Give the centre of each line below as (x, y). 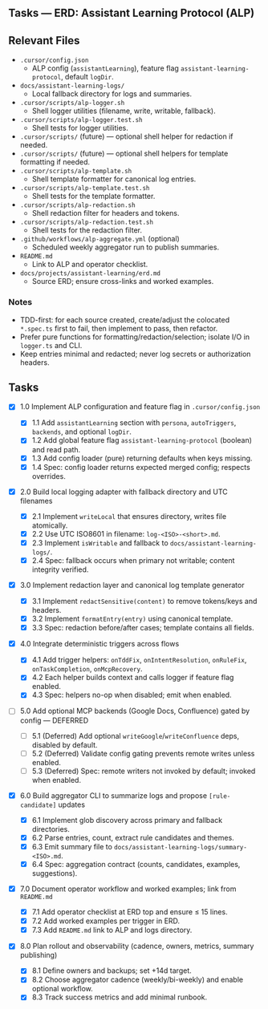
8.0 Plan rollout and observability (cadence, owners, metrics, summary (137, 946)
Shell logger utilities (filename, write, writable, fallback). (124, 111)
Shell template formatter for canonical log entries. (114, 179)
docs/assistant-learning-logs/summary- (180, 847)
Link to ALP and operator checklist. (90, 265)
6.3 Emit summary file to (72, 846)
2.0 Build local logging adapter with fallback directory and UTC (124, 492)
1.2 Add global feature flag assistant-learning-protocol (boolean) (142, 440)
